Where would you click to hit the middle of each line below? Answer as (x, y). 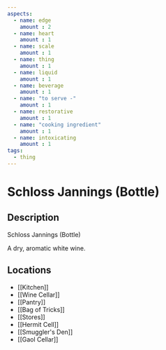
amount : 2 (36, 27)
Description (33, 218)
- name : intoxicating (45, 137)
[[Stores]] (31, 317)
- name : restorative (43, 112)
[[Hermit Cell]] (38, 324)
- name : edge (32, 20)
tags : (15, 151)
